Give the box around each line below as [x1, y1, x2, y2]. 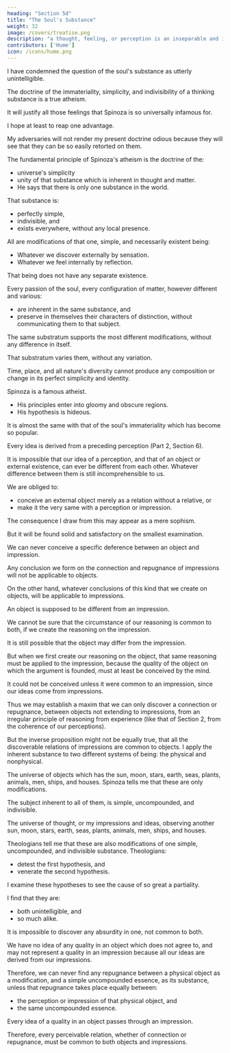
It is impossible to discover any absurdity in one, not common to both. [7, 928, 204, 936]
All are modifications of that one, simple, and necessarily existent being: [7, 237, 210, 245]
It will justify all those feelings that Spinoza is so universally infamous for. [7, 108, 213, 116]
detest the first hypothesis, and [16, 860, 105, 868]
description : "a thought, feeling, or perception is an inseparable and [7, 36, 219, 42]
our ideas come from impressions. [7, 686, 104, 695]
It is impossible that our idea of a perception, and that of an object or [7, 455, 201, 463]
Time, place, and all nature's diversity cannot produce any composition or [7, 367, 215, 375]
